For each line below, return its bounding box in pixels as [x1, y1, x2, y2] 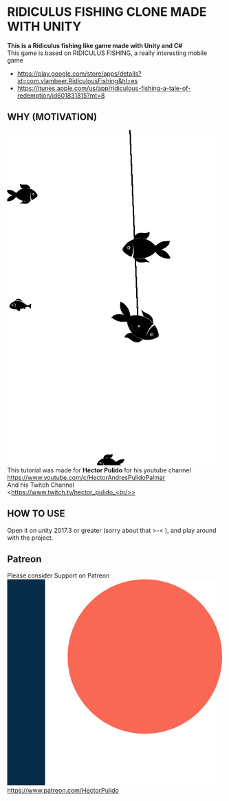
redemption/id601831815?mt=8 [17, 91, 105, 100]
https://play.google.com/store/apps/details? [17, 69, 142, 78]
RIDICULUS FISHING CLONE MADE [7, 4, 207, 20]
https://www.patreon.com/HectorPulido [7, 787, 119, 795]
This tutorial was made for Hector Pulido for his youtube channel [7, 465, 191, 474]
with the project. [7, 534, 54, 542]
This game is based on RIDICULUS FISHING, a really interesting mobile [7, 49, 208, 57]
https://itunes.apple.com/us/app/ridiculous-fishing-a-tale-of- [17, 84, 191, 92]
